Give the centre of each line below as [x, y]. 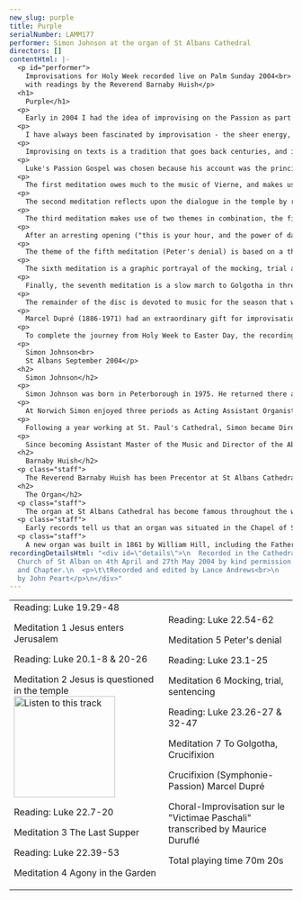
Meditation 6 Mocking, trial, [226, 680]
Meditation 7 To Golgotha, [223, 743]
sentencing [191, 692]
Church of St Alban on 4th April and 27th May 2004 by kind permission [155, 562]
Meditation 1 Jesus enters [69, 628]
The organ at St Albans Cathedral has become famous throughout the [156, 511]
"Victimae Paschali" [209, 818]
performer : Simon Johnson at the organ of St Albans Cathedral [130, 43]
